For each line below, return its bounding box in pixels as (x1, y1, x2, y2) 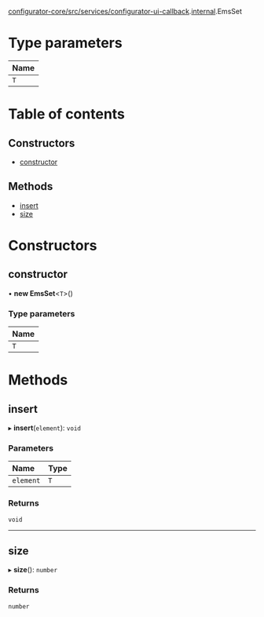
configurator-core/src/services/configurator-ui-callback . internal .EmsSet (8, 7, 242, 16)
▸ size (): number (8, 565, 57, 575)
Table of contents (8, 105, 126, 123)
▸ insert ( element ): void (8, 423, 81, 433)
